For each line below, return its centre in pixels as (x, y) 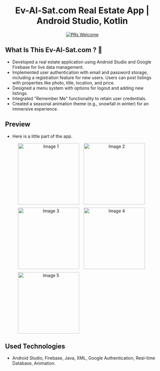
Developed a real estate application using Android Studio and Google (82, 62)
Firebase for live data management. (48, 67)
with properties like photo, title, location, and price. (63, 83)
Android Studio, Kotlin (82, 21)
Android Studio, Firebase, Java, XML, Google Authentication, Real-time (84, 358)
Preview (18, 125)
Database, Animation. (34, 363)
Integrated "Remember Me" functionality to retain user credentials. (79, 98)
